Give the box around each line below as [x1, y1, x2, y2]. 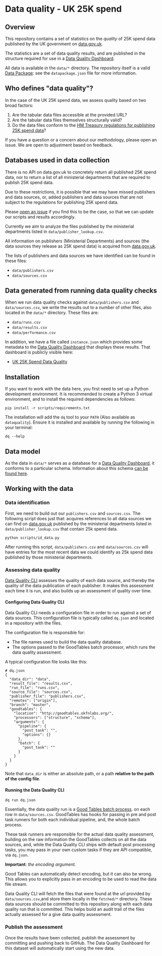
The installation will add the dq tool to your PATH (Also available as [5, 414, 135, 420]
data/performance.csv [12, 331, 56, 335]
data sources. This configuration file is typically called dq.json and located [5, 615, 154, 621]
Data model [5, 447, 40, 455]
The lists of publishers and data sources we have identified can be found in [5, 253, 155, 258]
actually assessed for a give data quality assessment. [5, 912, 112, 917]
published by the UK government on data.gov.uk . [5, 41, 103, 47]
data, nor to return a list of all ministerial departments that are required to [5, 174, 151, 180]
